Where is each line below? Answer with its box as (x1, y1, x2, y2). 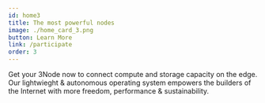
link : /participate (8, 41, 73, 49)
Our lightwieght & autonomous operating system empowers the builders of (8, 78, 252, 87)
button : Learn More (8, 33, 73, 42)
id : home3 (8, 11, 41, 20)
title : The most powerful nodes (8, 19, 115, 27)
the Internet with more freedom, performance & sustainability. (8, 86, 210, 95)
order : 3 (8, 48, 37, 56)
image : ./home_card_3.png (8, 26, 93, 34)
